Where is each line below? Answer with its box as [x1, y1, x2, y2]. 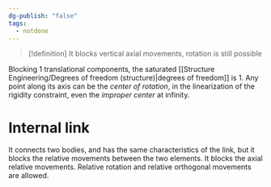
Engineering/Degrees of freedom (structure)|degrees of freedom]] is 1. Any [8, 73, 259, 83]
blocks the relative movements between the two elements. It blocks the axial [8, 154, 263, 164]
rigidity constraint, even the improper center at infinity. [8, 90, 190, 100]
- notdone [15, 27, 49, 35]
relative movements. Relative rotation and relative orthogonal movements [8, 162, 252, 172]
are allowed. [8, 171, 49, 181]
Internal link [8, 118, 91, 137]
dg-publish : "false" [8, 11, 78, 20]
